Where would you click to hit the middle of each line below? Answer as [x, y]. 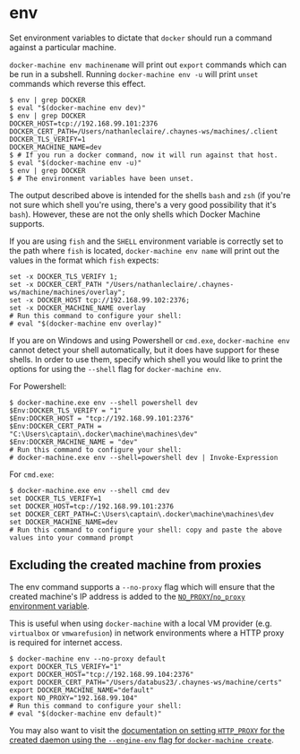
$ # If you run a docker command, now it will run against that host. [144, 155]
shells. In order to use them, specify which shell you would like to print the [146, 359]
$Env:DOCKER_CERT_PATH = [56, 426]
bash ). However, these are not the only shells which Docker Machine [135, 214]
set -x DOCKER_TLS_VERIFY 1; [64, 276]
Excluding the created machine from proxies [136, 565]
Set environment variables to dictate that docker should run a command [141, 38]
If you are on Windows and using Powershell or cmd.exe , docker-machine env [150, 340]
